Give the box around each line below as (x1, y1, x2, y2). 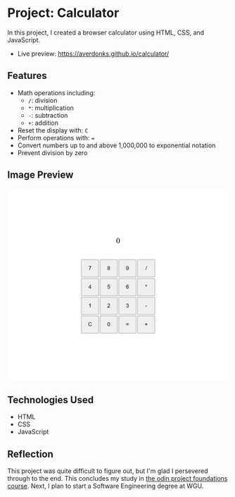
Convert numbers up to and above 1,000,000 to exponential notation (17, 141, 216, 149)
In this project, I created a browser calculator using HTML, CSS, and (7, 28, 205, 37)
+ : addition (27, 118, 58, 127)
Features (7, 70, 47, 82)
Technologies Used (7, 394, 94, 406)
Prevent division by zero (17, 148, 88, 157)
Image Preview (7, 169, 74, 181)
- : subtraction (27, 111, 68, 119)
